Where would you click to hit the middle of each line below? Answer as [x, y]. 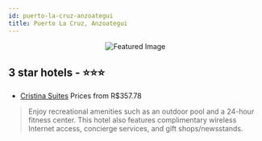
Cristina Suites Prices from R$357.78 [81, 96]
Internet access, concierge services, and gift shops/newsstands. [135, 129]
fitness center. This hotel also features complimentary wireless [132, 120]
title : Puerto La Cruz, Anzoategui [68, 23]
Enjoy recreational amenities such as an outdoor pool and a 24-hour [141, 112]
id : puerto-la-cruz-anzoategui [61, 16]
